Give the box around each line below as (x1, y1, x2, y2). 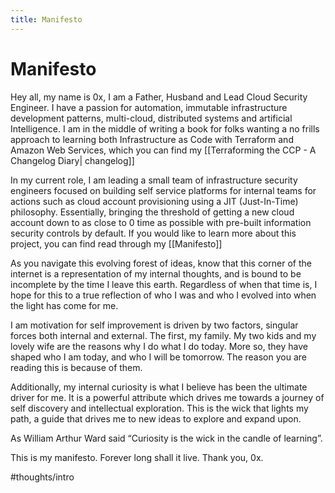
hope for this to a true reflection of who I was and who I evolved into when (10, 289, 317, 301)
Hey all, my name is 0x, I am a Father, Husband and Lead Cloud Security (10, 91, 308, 103)
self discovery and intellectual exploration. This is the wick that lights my (10, 402, 309, 414)
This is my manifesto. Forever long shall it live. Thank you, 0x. (10, 451, 264, 463)
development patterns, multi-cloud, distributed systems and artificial (10, 112, 293, 124)
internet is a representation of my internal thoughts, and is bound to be (10, 267, 302, 280)
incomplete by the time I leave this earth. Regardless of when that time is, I (10, 278, 318, 290)
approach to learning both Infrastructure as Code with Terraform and (10, 133, 294, 145)
